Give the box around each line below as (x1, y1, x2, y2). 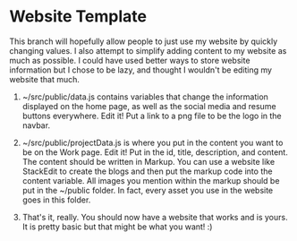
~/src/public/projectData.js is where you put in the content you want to (21, 137, 284, 148)
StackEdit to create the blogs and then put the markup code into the (21, 166, 273, 176)
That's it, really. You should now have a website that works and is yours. (21, 211, 288, 222)
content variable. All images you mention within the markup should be (21, 175, 280, 185)
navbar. (21, 119, 51, 131)
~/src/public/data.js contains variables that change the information (21, 91, 268, 102)
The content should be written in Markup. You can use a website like (21, 156, 276, 167)
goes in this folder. (21, 194, 91, 205)
